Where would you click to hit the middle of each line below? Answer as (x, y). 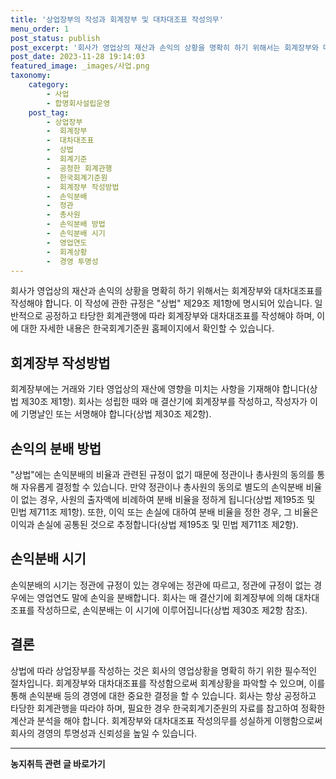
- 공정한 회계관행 (79, 168)
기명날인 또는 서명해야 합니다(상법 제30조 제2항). (116, 414)
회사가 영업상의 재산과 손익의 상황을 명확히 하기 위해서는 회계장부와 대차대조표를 (166, 291)
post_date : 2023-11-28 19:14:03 (77, 57)
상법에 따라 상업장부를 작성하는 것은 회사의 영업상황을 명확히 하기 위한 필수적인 (164, 670)
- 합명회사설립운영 (78, 103)
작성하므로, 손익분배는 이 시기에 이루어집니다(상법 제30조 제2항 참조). (172, 610)
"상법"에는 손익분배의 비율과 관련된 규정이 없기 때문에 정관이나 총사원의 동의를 (162, 474)
